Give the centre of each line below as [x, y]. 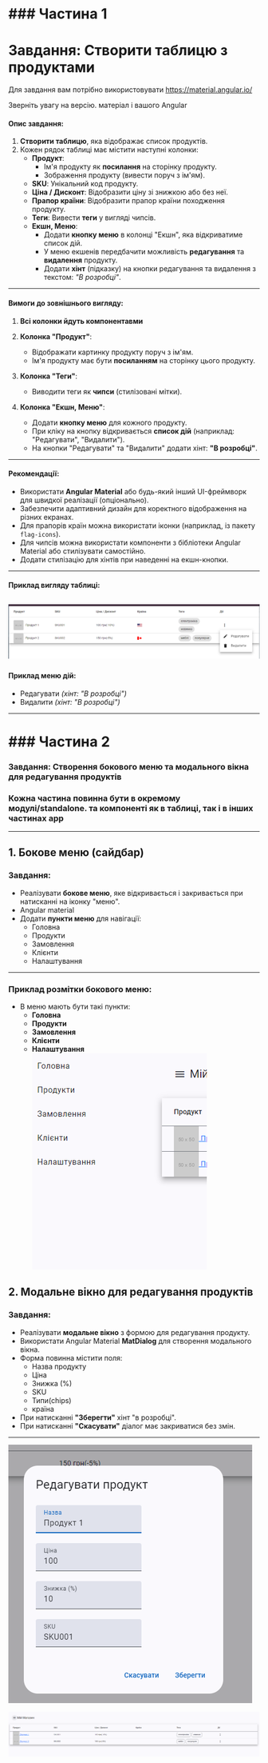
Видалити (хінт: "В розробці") [70, 702]
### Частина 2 [59, 742]
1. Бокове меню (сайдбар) [76, 853]
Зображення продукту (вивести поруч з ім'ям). [124, 175]
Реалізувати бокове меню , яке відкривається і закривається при [131, 893]
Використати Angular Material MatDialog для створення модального [136, 1341]
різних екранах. [47, 517]
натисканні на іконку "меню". [70, 901]
